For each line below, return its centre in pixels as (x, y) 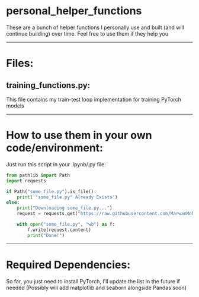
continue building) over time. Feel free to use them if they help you (87, 33)
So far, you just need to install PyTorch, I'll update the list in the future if (93, 281)
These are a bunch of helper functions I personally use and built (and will (95, 27)
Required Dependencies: (68, 265)
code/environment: (55, 148)
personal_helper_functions (74, 11)
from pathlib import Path (38, 175)
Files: (20, 63)
